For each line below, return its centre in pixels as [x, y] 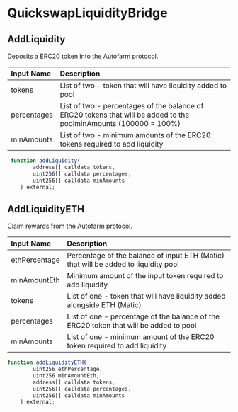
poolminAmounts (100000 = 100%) [120, 124]
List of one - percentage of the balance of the [143, 316]
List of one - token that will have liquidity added [146, 297]
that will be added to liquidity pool [123, 265]
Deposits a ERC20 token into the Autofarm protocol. [83, 56]
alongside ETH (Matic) [104, 305]
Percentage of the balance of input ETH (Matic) [146, 256]
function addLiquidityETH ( [47, 362]
